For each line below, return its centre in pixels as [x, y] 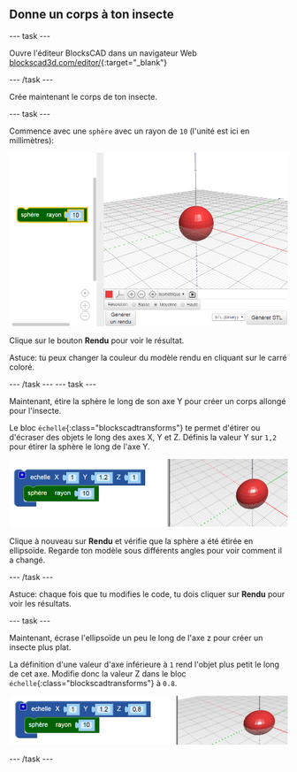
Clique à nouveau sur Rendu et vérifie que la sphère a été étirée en [131, 541]
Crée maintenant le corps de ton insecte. [83, 96]
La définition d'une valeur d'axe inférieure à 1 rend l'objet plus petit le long [145, 664]
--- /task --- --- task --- [53, 384]
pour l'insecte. [35, 410]
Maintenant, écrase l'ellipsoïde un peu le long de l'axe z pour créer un [136, 638]
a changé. [27, 560]
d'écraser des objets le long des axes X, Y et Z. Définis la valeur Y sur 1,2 [143, 437]
